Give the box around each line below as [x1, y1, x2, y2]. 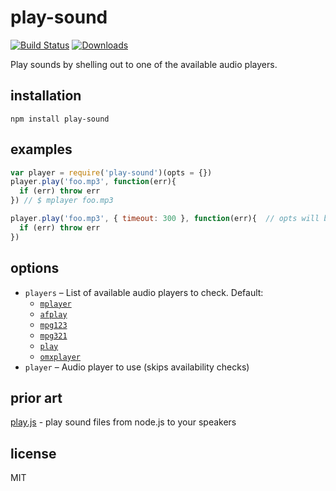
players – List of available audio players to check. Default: [24, 286, 264, 298]
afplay [39, 309, 68, 320]
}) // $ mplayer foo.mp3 [10, 196, 114, 206]
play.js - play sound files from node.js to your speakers [10, 416, 237, 428]
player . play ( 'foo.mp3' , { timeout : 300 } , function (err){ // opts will [10, 214, 320, 224]
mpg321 [39, 331, 68, 341]
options [10, 260, 60, 277]
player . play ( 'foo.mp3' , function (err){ [10, 177, 177, 187]
